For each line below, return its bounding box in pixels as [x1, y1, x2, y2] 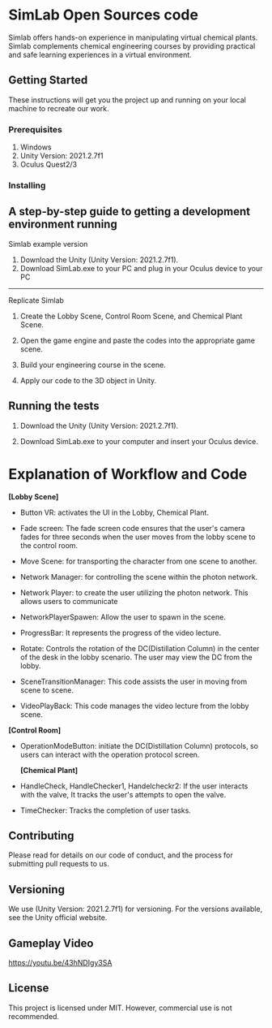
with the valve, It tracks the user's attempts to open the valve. [19, 789, 227, 799]
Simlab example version [8, 239, 88, 248]
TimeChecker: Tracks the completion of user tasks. [19, 806, 192, 815]
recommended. [8, 1011, 59, 1021]
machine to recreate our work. [8, 103, 109, 113]
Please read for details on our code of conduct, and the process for [8, 850, 233, 860]
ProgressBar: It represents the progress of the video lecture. [19, 628, 221, 637]
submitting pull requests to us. [8, 859, 109, 869]
